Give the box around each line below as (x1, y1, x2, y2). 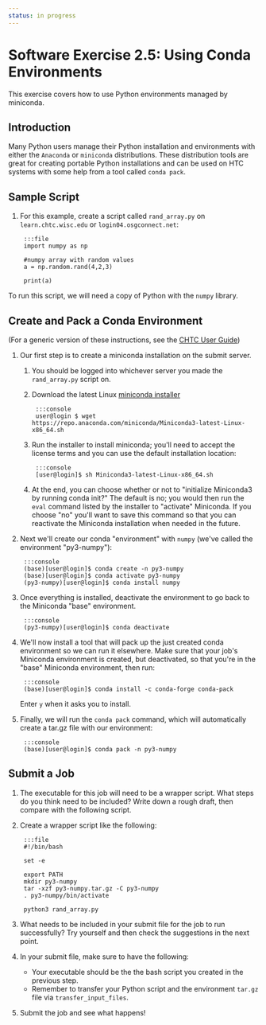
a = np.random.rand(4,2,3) (23, 263, 113, 271)
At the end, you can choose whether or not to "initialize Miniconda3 (31, 485, 253, 494)
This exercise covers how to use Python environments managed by (8, 89, 228, 99)
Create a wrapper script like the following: (19, 820, 157, 830)
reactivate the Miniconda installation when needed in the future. (31, 519, 241, 528)
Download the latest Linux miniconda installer (31, 390, 181, 399)
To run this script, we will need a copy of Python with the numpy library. (8, 291, 238, 301)
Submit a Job (8, 767, 75, 781)
